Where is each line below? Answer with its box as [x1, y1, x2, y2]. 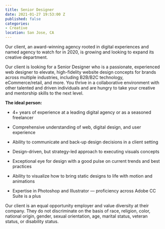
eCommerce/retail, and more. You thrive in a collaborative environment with [5, 80, 160, 86]
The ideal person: [5, 100, 42, 105]
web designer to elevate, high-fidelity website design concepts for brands [5, 69, 156, 75]
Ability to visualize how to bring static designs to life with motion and [12, 173, 153, 179]
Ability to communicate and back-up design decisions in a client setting [12, 139, 159, 145]
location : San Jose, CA [5, 30, 55, 35]
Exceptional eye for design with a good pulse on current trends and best [12, 158, 160, 164]
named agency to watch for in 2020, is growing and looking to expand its [5, 49, 155, 55]
